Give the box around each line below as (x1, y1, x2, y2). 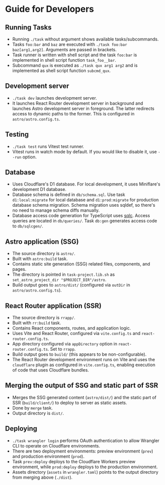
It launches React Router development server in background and (12, 100, 143, 106)
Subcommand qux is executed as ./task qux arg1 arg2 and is (12, 63, 138, 68)
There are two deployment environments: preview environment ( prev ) (12, 448, 154, 454)
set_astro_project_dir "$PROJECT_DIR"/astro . (12, 277, 107, 283)
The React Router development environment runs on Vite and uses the (12, 357, 155, 363)
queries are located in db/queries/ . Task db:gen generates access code (12, 218, 158, 224)
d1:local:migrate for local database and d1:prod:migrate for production (12, 197, 159, 203)
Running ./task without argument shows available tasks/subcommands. (12, 36, 159, 42)
